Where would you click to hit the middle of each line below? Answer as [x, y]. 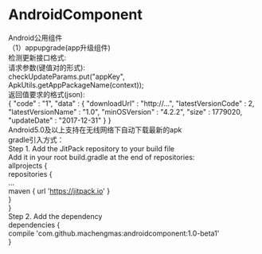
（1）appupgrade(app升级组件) [60, 47]
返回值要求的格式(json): [47, 94]
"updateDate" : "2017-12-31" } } [60, 120]
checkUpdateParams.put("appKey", [66, 76]
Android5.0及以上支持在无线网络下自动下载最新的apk [95, 130]
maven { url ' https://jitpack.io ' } [59, 191]
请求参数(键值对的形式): [47, 67]
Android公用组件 [35, 37]
